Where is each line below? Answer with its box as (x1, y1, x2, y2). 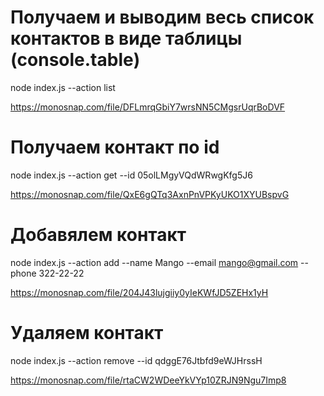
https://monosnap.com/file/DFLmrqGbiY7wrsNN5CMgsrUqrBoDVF (10, 101, 286, 113)
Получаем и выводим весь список (10, 6, 315, 29)
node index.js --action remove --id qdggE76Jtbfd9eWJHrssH (10, 354, 263, 366)
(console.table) (10, 49, 141, 71)
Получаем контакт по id (10, 136, 220, 159)
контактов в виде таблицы (10, 27, 243, 50)
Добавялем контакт (10, 224, 187, 246)
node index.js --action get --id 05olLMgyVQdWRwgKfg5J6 (10, 169, 253, 181)
